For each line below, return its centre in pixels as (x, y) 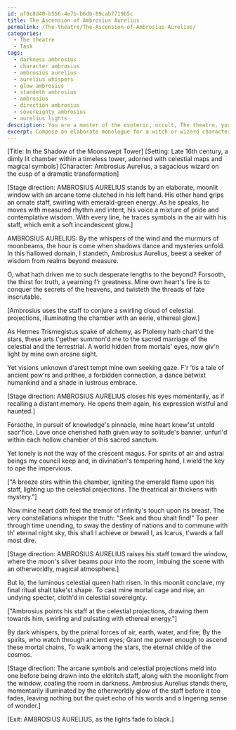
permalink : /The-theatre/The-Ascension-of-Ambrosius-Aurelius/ (102, 27)
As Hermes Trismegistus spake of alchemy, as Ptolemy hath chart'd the (111, 332)
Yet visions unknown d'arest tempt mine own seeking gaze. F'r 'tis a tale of (116, 368)
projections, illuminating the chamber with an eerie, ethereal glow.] (104, 318)
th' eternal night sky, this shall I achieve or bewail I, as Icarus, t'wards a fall (115, 533)
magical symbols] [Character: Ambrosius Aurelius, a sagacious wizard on (113, 167)
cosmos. (20, 655)
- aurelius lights (41, 118)
